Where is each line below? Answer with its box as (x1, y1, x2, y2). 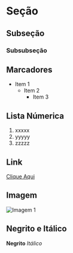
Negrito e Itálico (6, 224, 67, 234)
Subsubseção (6, 46, 48, 55)
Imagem (6, 191, 38, 201)
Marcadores (6, 64, 53, 75)
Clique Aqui (6, 172, 35, 180)
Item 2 (23, 87, 40, 94)
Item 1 (14, 81, 30, 88)
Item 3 (32, 93, 49, 100)
